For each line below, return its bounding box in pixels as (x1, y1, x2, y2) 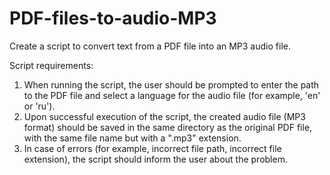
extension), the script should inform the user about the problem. (23, 153, 288, 165)
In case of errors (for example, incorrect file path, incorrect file (23, 142, 282, 154)
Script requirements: (9, 59, 94, 71)
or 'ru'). (23, 100, 56, 112)
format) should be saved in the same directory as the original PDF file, (23, 121, 313, 133)
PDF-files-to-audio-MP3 (9, 7, 217, 30)
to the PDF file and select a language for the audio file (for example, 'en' (23, 89, 321, 101)
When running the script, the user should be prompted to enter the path (23, 78, 320, 91)
